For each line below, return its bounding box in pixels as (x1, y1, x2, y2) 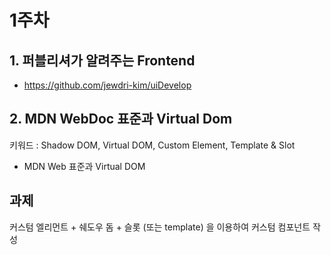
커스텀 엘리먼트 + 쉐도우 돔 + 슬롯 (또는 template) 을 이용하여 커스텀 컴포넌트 (9, 221, 311, 233)
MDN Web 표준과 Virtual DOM (23, 160, 146, 172)
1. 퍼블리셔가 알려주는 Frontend (9, 52, 196, 69)
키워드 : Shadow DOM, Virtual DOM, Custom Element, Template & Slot (9, 139, 296, 151)
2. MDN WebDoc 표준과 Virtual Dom (9, 111, 233, 128)
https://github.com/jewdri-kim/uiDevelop (23, 79, 192, 91)
